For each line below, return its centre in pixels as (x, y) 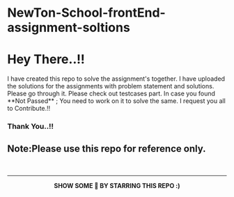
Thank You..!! (31, 127)
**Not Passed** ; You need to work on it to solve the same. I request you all (117, 101)
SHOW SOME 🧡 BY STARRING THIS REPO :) (117, 185)
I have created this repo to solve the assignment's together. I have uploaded (116, 79)
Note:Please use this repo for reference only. (107, 149)
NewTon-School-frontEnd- (86, 13)
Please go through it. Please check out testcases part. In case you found (111, 94)
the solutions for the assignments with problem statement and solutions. (111, 86)
